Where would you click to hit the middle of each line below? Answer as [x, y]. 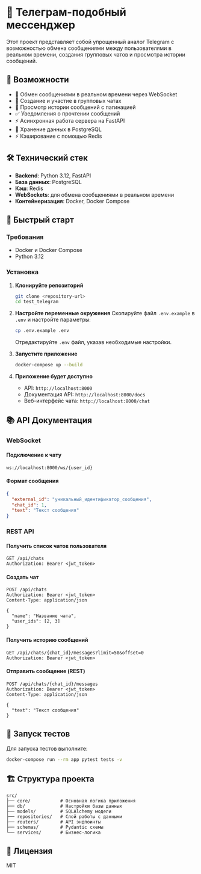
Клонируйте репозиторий [49, 285]
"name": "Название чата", [44, 616]
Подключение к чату [34, 455]
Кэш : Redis [29, 188]
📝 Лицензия [29, 851]
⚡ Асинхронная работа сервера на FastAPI [70, 120]
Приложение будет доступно [54, 377]
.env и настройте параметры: [53, 320]
